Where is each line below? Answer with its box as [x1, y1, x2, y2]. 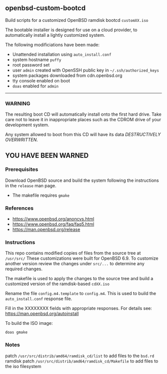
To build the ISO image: [5, 320, 53, 326]
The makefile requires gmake [12, 192, 70, 198]
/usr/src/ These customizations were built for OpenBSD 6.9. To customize [5, 255, 159, 261]
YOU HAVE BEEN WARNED [5, 151, 89, 159]
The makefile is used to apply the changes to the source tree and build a [5, 276, 154, 282]
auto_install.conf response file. [5, 296, 73, 302]
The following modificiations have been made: [5, 42, 100, 48]
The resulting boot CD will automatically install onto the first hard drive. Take [5, 111, 162, 117]
